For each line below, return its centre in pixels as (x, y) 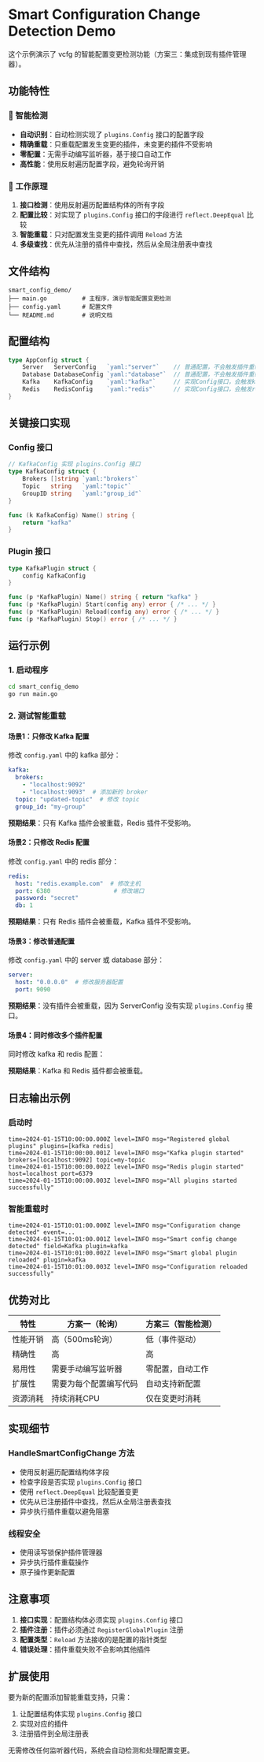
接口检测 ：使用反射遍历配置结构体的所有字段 (92, 204)
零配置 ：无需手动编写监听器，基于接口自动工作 (95, 154)
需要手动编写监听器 (87, 1369)
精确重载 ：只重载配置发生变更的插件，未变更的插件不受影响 (116, 144)
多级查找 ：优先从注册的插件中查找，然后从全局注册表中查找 (116, 244)
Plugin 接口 (29, 552)
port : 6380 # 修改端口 (80, 891)
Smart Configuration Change (104, 15)
